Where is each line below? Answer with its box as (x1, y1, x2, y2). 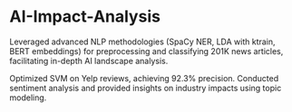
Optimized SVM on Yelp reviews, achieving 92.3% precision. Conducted (9, 72, 279, 83)
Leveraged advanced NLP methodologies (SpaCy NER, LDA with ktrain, (9, 36, 276, 47)
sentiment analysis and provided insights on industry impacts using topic (9, 82, 282, 93)
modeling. (9, 92, 47, 103)
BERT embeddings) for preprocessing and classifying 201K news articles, (9, 45, 284, 56)
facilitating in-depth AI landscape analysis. (9, 55, 169, 66)
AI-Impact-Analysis (9, 6, 161, 27)
